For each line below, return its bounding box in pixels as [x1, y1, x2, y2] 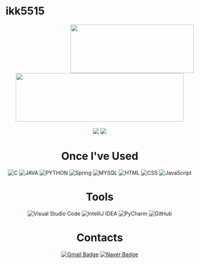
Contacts [76, 231, 124, 244]
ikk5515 [5, 4, 45, 18]
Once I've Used [61, 150, 139, 163]
